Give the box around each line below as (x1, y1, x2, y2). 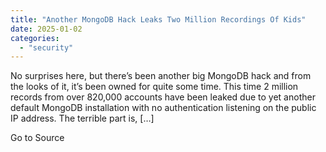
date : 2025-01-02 (10, 24, 83, 34)
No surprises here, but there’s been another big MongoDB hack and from (10, 70, 312, 82)
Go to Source (10, 132, 65, 144)
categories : (10, 33, 60, 43)
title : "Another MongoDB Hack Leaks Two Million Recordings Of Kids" (10, 14, 307, 25)
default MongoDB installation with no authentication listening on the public (10, 102, 317, 114)
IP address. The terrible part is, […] (10, 112, 155, 125)
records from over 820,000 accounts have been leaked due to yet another (10, 91, 316, 103)
